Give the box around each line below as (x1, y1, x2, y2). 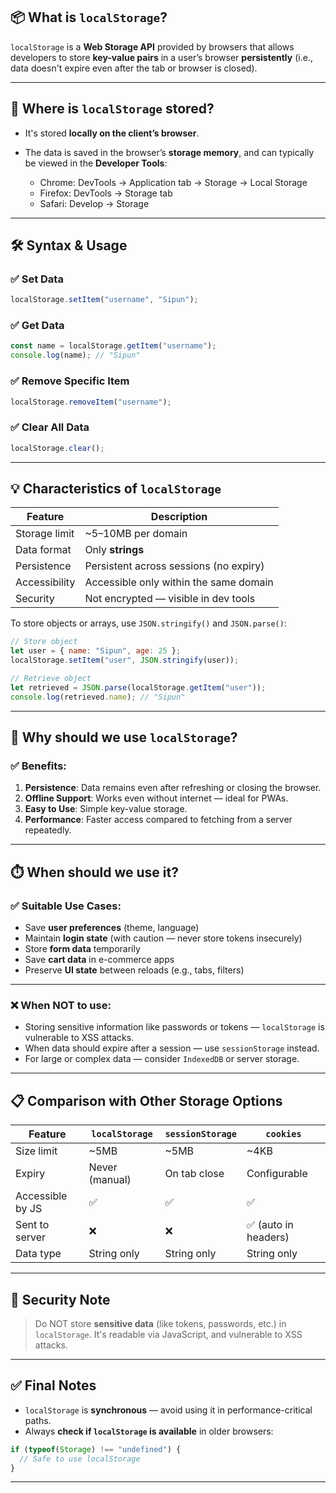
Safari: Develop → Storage (39, 197, 150, 209)
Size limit (15, 1144, 58, 1158)
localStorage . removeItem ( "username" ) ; (10, 397, 172, 407)
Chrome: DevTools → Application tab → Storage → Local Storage (39, 176, 308, 188)
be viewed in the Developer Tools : (24, 157, 168, 169)
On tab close (164, 1167, 225, 1181)
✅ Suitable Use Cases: (10, 899, 122, 913)
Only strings (84, 543, 145, 557)
